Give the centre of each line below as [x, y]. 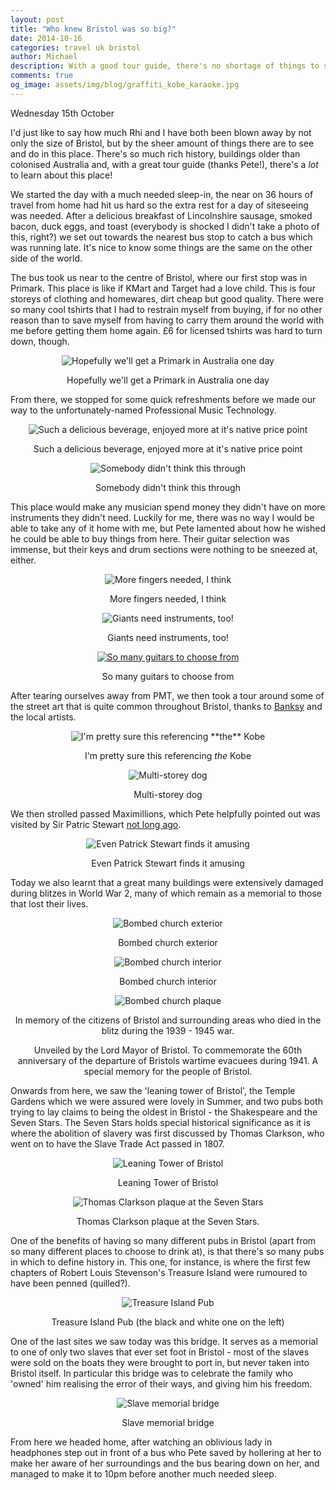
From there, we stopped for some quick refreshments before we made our [163, 399]
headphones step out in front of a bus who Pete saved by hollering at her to [166, 1452]
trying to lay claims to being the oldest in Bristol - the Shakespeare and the [164, 1112]
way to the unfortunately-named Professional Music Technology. [143, 410]
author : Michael [44, 57]
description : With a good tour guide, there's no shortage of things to [165, 66]
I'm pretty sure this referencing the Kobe [168, 755]
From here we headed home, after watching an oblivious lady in [141, 1442]
